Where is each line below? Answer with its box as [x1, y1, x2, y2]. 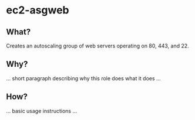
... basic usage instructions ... [6, 107, 78, 114]
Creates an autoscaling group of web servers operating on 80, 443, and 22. [6, 42, 189, 49]
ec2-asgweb [6, 4, 69, 17]
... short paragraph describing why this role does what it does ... [6, 74, 161, 82]
